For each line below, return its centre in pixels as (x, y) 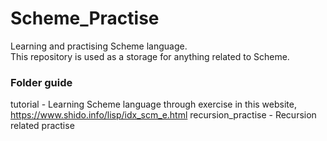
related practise (42, 126)
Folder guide (41, 82)
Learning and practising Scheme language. (99, 46)
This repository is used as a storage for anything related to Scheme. (150, 56)
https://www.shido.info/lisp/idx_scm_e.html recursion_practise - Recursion (163, 115)
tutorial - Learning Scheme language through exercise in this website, (153, 104)
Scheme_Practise (85, 18)
